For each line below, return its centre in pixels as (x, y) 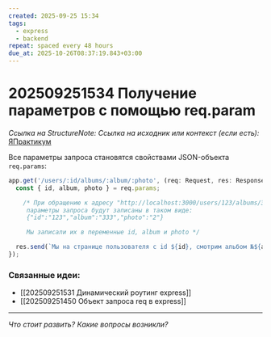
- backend (32, 38)
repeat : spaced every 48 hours (61, 46)
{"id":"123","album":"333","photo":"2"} (95, 218)
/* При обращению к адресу (68, 203)
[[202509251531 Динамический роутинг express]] (106, 293)
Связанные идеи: (44, 275)
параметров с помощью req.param (132, 111)
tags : (17, 23)
